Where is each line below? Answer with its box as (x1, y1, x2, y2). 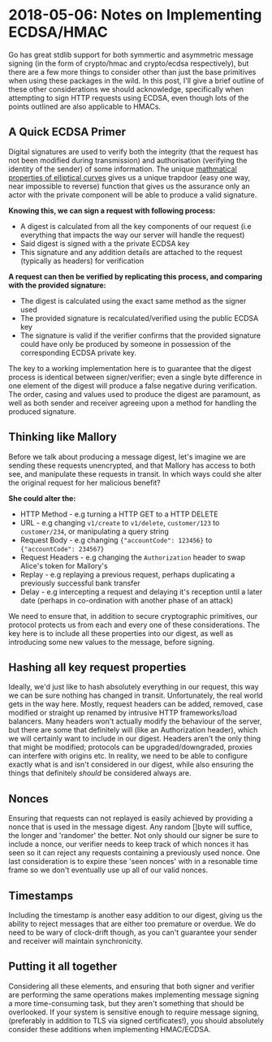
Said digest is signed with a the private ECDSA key (19, 238, 190, 249)
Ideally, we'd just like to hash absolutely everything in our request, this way (8, 682, 259, 692)
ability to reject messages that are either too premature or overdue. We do (8, 919, 257, 928)
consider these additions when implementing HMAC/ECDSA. (8, 1024, 211, 1034)
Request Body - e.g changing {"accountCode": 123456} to (19, 534, 213, 545)
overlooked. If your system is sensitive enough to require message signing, (8, 1007, 260, 1017)
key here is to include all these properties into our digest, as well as (8, 628, 234, 638)
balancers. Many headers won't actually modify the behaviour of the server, (8, 716, 262, 726)
